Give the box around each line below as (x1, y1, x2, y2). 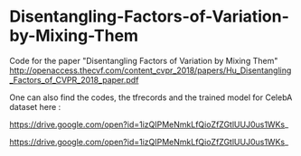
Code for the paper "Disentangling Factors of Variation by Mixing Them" (9, 55, 278, 66)
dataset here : (9, 101, 61, 112)
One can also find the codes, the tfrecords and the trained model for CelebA (9, 92, 293, 103)
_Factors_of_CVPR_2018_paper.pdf (9, 74, 139, 85)
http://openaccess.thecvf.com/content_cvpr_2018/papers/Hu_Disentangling (9, 65, 292, 76)
